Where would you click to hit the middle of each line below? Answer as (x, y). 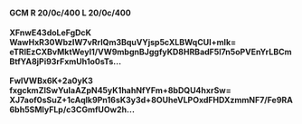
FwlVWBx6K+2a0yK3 (51, 81)
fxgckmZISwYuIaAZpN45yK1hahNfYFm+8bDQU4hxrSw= (121, 91)
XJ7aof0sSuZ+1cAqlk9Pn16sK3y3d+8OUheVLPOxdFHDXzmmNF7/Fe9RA (151, 100)
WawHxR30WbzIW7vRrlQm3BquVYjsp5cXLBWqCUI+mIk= (123, 43)
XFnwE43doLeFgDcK (51, 33)
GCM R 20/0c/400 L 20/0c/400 (70, 13)
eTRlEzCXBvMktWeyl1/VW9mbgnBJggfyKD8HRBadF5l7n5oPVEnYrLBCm (151, 52)
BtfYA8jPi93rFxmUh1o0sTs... (66, 62)
